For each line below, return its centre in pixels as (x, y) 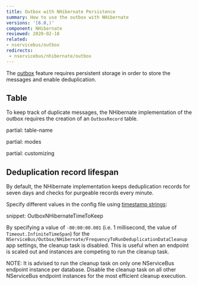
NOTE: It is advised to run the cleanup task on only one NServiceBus (90, 264)
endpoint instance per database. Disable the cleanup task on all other (91, 269)
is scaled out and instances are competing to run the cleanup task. (88, 252)
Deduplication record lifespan (62, 172)
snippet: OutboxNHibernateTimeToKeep (55, 216)
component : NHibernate (34, 28)
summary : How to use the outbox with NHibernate (67, 17)
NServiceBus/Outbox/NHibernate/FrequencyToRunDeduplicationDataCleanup (97, 240)
